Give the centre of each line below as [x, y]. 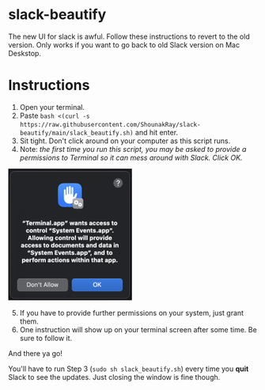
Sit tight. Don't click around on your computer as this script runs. [125, 141]
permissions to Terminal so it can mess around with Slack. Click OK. [131, 157]
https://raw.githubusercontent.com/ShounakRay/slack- [110, 124]
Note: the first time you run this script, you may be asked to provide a [133, 149]
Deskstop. [25, 53]
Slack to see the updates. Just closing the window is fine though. [114, 377]
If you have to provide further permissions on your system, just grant [131, 312]
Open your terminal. [52, 107]
